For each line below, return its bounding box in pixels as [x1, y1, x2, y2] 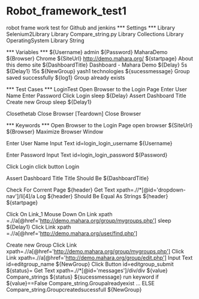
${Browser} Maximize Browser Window [6, 128, 104, 135]
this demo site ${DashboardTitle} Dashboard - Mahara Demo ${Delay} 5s [6, 61, 188, 68]
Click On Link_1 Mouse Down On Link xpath [6, 210, 113, 217]
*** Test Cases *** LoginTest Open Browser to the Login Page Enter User [6, 85, 188, 92]
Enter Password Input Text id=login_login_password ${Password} [6, 151, 168, 159]
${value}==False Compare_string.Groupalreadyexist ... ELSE [6, 279, 155, 286]
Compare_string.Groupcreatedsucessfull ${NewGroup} [6, 286, 142, 293]
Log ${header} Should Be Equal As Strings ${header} [37, 192, 168, 199]
